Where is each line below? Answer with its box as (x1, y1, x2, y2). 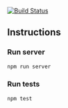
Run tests (7, 80, 40, 89)
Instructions (7, 26, 61, 38)
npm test (7, 95, 33, 102)
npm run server (7, 63, 51, 70)
